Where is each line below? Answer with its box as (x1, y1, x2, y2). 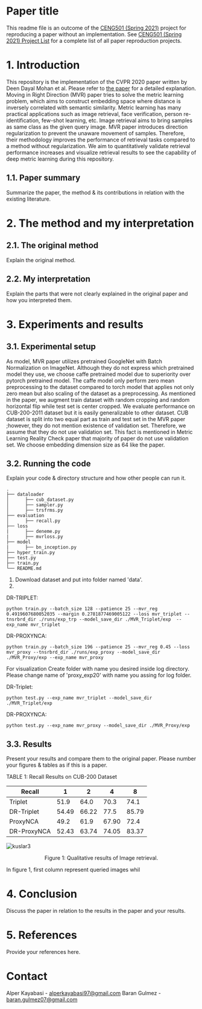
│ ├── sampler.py (6, 502, 63, 508)
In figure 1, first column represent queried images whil (6, 866, 140, 874)
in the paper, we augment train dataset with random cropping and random (6, 396, 190, 403)
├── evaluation (6, 512, 45, 519)
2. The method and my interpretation (6, 216, 194, 230)
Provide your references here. (6, 949, 81, 955)
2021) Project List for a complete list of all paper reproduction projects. (6, 37, 182, 44)
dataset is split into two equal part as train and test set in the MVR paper (6, 415, 186, 422)
